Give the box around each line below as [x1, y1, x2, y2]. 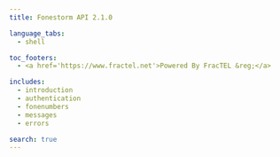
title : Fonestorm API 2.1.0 [9, 12, 113, 22]
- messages [17, 110, 58, 120]
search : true [9, 135, 58, 144]
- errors [17, 119, 50, 128]
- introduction [17, 86, 74, 95]
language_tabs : [9, 28, 66, 38]
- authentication [17, 94, 82, 103]
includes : [9, 77, 46, 87]
